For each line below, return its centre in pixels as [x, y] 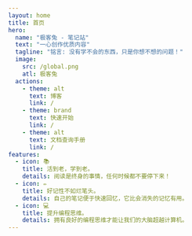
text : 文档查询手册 [57, 140]
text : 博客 [45, 96]
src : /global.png [51, 67]
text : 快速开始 [51, 118]
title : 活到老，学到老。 [58, 169]
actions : [29, 81]
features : [24, 154]
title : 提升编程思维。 [55, 213]
